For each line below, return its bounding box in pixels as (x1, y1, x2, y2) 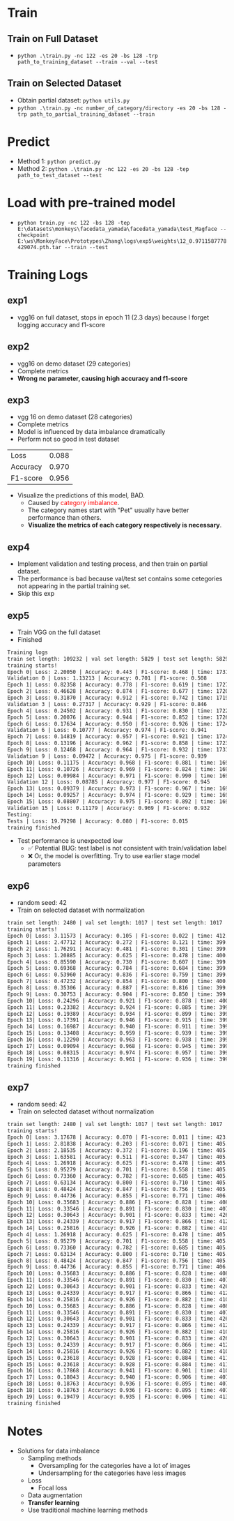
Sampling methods (27, 1453, 82, 1462)
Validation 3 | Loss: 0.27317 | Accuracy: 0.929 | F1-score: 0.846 (7, 700, 208, 707)
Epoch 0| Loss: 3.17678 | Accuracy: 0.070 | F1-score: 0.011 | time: (7, 1134, 214, 1141)
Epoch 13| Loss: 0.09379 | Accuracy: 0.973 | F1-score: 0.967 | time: (7, 785, 217, 793)
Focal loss (38, 1483, 68, 1492)
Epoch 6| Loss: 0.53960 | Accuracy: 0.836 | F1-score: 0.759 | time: (7, 971, 214, 978)
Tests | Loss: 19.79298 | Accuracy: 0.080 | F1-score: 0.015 (7, 818, 189, 825)
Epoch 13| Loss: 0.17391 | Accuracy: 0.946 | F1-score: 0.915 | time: (7, 1017, 217, 1024)
